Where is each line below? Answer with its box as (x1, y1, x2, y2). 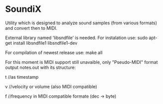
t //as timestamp (5, 74, 39, 80)
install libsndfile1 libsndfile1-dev (13, 40, 78, 46)
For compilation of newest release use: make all (5, 50, 103, 55)
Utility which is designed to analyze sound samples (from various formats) (5, 20, 158, 26)
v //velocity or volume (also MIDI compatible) (5, 83, 97, 90)
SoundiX (5, 3, 42, 15)
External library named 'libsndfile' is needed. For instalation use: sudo (5, 35, 148, 41)
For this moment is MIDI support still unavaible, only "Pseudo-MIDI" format (5, 59, 158, 65)
